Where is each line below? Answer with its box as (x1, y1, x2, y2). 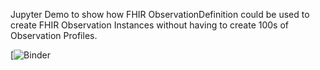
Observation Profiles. (10, 30, 98, 41)
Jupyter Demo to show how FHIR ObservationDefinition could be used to (10, 9, 310, 20)
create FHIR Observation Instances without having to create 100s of (10, 19, 290, 31)
